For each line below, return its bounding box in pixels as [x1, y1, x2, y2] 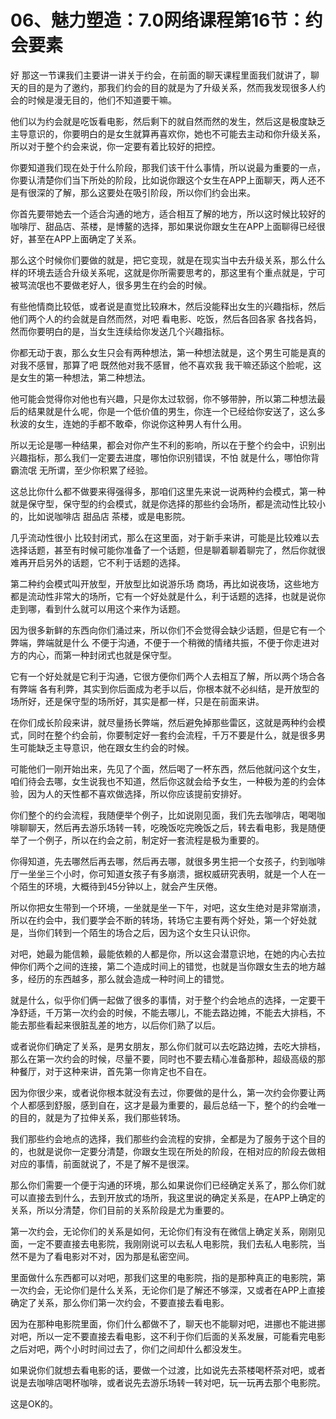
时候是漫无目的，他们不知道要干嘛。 [27, 94, 177, 106]
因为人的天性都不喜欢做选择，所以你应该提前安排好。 [27, 787, 247, 800]
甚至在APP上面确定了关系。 [27, 232, 142, 245]
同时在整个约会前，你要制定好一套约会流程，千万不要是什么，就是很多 [27, 729, 317, 741]
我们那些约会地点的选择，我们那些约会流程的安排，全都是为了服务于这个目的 [10, 1132, 326, 1145]
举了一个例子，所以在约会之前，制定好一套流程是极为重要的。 [10, 834, 265, 846]
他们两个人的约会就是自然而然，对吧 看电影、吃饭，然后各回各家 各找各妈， [10, 312, 322, 325]
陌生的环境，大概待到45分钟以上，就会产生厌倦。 [18, 880, 223, 892]
